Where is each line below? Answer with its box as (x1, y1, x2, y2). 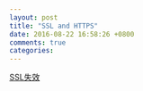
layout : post (9, 12, 58, 22)
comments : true (9, 37, 67, 47)
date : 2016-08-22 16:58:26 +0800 (9, 29, 135, 38)
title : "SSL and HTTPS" (9, 21, 99, 30)
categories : (9, 46, 54, 55)
